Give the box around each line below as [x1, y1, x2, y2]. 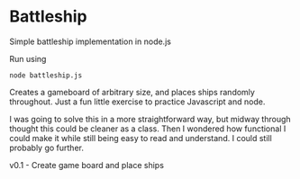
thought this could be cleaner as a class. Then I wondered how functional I [9, 123, 286, 134]
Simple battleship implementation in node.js [9, 36, 171, 47]
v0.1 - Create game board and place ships [9, 159, 165, 170]
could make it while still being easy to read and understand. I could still [9, 132, 272, 143]
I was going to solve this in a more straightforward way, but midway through [9, 113, 291, 124]
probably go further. [9, 142, 84, 153]
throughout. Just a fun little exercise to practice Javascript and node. [9, 96, 266, 107]
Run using [9, 53, 47, 64]
